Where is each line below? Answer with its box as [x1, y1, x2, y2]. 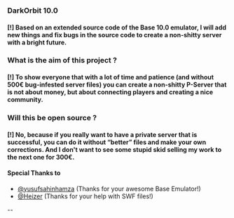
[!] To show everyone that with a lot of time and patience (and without [7, 73, 214, 82]
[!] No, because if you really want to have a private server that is [7, 130, 198, 139]
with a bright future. [7, 38, 67, 46]
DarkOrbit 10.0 [7, 6, 58, 15]
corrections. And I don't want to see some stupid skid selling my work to [7, 145, 222, 153]
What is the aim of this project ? [7, 56, 118, 65]
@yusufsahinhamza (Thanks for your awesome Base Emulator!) [17, 184, 201, 193]
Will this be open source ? [7, 113, 97, 122]
